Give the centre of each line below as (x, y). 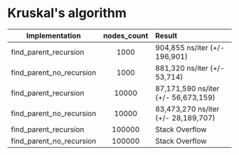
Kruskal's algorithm (67, 13)
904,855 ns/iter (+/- (190, 48)
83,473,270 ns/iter (187, 109)
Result (166, 36)
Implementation (53, 36)
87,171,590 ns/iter (187, 88)
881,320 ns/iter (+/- (190, 68)
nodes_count (126, 36)
